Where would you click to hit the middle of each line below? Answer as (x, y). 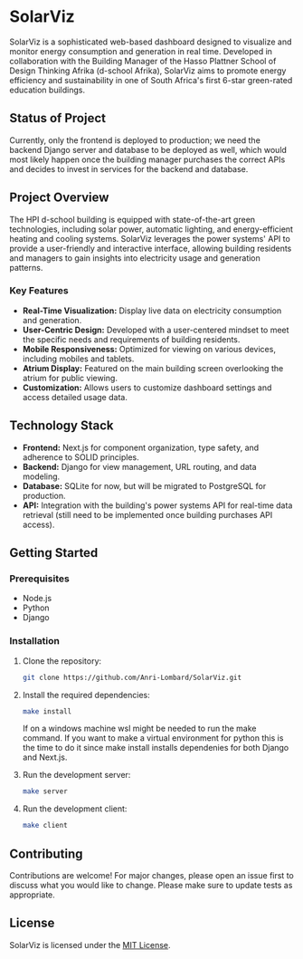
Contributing (46, 854)
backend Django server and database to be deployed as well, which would (148, 149)
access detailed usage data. (75, 397)
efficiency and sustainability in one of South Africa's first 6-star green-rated (151, 80)
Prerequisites (39, 579)
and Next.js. (45, 757)
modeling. (41, 476)
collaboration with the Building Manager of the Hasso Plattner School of (143, 61)
